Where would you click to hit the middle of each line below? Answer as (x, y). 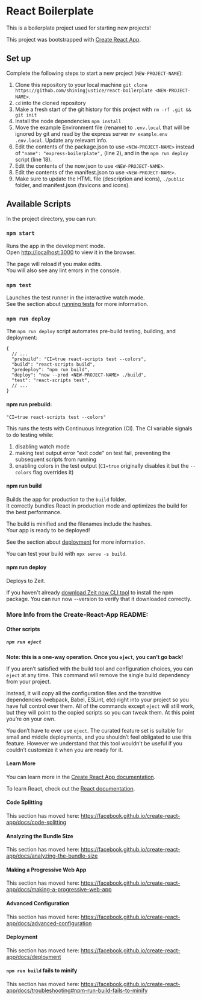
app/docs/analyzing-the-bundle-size (52, 856)
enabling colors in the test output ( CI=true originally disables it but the (102, 465)
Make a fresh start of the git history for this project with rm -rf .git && (103, 109)
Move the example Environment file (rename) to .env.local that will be (102, 127)
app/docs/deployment (34, 957)
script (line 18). (33, 159)
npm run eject (24, 642)
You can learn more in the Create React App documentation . (81, 777)
